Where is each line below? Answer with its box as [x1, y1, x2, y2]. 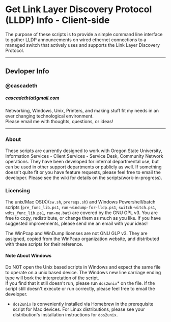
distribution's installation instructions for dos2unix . [12, 312, 118, 318]
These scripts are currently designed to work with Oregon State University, [5, 148, 162, 154]
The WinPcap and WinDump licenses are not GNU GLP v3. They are [5, 230, 148, 236]
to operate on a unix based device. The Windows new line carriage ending [5, 270, 161, 276]
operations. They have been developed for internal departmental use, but [5, 158, 159, 164]
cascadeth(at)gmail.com [5, 95, 60, 101]
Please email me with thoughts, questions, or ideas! [5, 119, 113, 125]
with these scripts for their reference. [5, 241, 83, 247]
